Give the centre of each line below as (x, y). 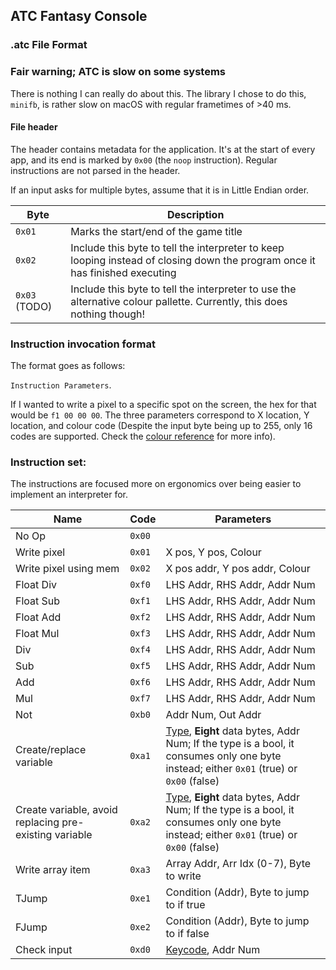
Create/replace (51, 750)
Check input (44, 950)
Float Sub (38, 601)
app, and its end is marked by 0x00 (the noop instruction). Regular (144, 160)
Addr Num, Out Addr (213, 715)
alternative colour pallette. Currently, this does (179, 301)
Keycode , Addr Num (213, 950)
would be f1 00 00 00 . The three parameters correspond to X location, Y (160, 415)
